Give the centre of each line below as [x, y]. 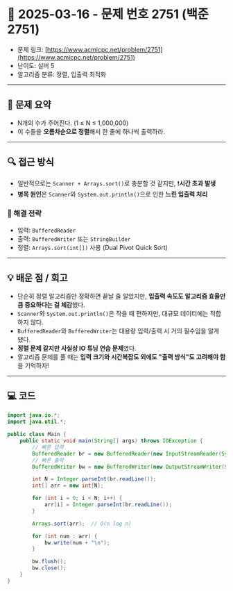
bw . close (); [50, 568]
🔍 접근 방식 [31, 162]
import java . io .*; [34, 415]
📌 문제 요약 [29, 105]
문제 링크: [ [32, 49]
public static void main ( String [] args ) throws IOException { [111, 441]
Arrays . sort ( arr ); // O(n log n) [82, 524]
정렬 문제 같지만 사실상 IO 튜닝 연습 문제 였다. [77, 348]
